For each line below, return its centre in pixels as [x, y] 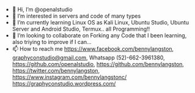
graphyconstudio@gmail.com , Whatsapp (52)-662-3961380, [88, 58]
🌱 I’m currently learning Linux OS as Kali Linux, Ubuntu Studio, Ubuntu [101, 22]
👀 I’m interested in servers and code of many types [76, 16]
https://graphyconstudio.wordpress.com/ [64, 84]
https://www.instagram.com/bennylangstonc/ [69, 77]
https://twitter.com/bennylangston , [56, 71]
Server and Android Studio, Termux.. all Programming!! [81, 29]
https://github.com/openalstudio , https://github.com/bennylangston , [98, 64]
